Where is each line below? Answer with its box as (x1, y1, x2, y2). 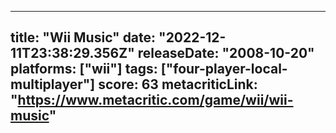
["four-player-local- (160, 61, 288, 78)
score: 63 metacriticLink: (98, 76, 258, 93)
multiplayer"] (10, 76, 96, 93)
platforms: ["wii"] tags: (10, 61, 158, 78)
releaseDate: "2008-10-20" (137, 45, 315, 62)
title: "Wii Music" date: (10, 29, 157, 46)
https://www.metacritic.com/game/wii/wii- (17, 92, 294, 109)
